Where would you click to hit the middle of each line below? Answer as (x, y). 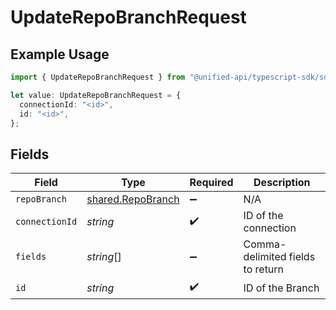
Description (282, 183)
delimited (265, 257)
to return (264, 269)
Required (211, 183)
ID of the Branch (281, 288)
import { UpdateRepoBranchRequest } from (98, 77)
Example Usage (60, 54)
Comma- (265, 244)
